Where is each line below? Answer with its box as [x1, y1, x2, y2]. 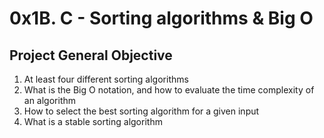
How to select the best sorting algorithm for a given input [23, 105, 260, 117]
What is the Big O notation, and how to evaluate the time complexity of [23, 84, 315, 96]
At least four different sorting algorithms [23, 73, 189, 85]
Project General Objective [9, 47, 173, 64]
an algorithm [23, 95, 77, 106]
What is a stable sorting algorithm [23, 116, 163, 127]
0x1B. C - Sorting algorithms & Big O [9, 7, 314, 30]
